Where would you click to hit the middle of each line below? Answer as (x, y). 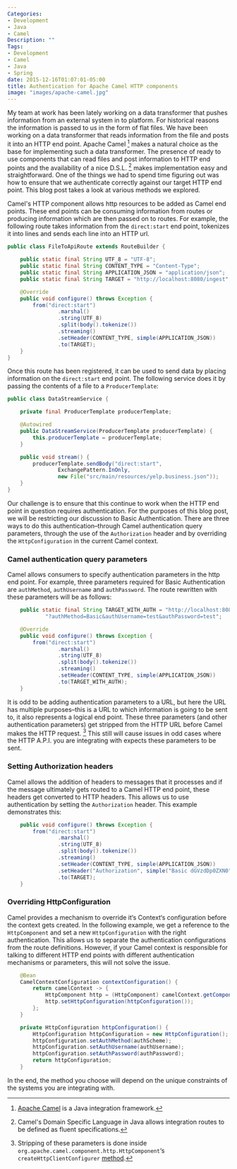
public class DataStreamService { (58, 399)
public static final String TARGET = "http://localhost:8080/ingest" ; (126, 279)
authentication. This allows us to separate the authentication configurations (117, 939)
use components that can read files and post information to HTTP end (109, 159)
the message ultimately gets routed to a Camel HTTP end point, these (109, 789)
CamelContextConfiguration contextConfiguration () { (99, 982)
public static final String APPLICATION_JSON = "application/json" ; (123, 273)
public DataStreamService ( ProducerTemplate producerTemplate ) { (116, 432)
